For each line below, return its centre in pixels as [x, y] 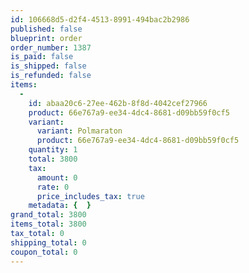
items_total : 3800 [48, 224]
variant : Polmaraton [79, 131]
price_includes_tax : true [90, 196]
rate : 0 [53, 187]
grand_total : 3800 [48, 215]
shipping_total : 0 [48, 242]
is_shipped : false [48, 66]
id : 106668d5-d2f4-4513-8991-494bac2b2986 [100, 19]
